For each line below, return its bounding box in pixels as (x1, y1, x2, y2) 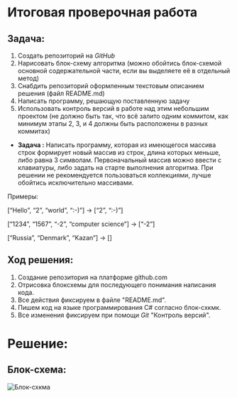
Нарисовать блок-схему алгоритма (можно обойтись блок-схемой (17, 59, 222, 68)
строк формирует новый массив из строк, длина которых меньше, (17, 149, 221, 156)
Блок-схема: (7, 364, 67, 376)
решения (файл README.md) (17, 90, 105, 97)
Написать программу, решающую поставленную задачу (17, 97, 190, 105)
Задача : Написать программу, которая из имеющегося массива (17, 141, 216, 149)
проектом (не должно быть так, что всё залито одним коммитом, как (17, 112, 229, 120)
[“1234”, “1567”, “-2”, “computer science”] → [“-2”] (7, 220, 155, 228)
